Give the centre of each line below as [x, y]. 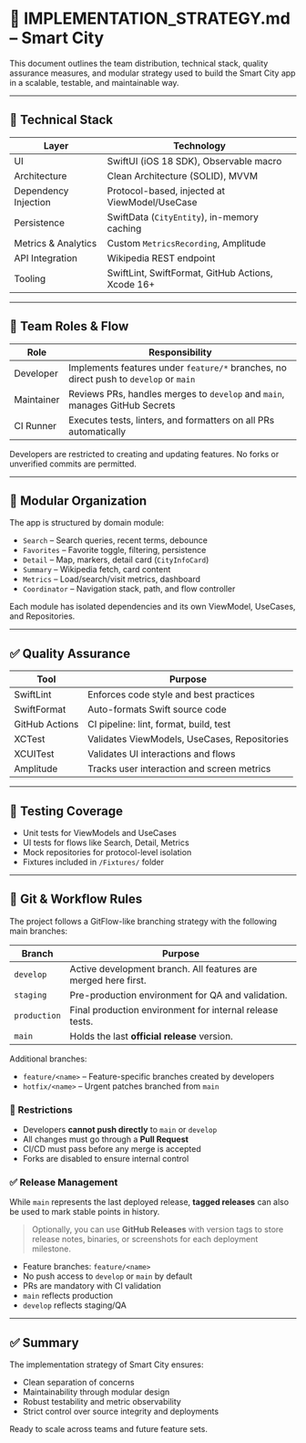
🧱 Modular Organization [78, 501]
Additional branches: [48, 1059]
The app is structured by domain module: [87, 523]
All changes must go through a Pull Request [106, 1139]
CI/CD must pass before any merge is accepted [112, 1149]
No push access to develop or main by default [107, 1276]
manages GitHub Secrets [122, 405]
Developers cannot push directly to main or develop [120, 1130]
